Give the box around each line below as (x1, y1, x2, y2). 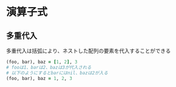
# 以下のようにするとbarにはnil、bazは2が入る (6, 70, 108, 76)
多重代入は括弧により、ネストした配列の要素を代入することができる (6, 48, 171, 54)
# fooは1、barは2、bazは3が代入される (6, 64, 92, 71)
